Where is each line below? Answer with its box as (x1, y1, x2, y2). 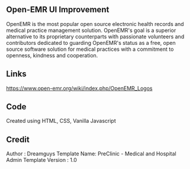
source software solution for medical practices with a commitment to (6, 45, 174, 53)
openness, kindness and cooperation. (6, 51, 98, 58)
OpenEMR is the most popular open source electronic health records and (6, 20, 185, 27)
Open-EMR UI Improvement (6, 5, 110, 15)
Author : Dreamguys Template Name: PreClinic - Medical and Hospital (6, 150, 176, 157)
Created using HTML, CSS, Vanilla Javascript (6, 118, 117, 125)
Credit (6, 134, 30, 144)
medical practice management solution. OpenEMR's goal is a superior (6, 27, 176, 34)
